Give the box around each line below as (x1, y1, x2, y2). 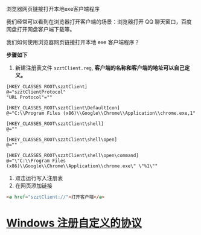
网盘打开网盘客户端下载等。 (6, 26, 75, 33)
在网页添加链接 (14, 182, 53, 189)
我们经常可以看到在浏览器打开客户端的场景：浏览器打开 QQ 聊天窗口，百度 (6, 18, 192, 25)
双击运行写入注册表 (14, 175, 63, 181)
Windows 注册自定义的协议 (6, 216, 142, 230)
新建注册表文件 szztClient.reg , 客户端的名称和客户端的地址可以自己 (14, 64, 185, 71)
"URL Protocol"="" (6, 94, 53, 100)
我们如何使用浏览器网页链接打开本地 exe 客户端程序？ (6, 39, 140, 45)
